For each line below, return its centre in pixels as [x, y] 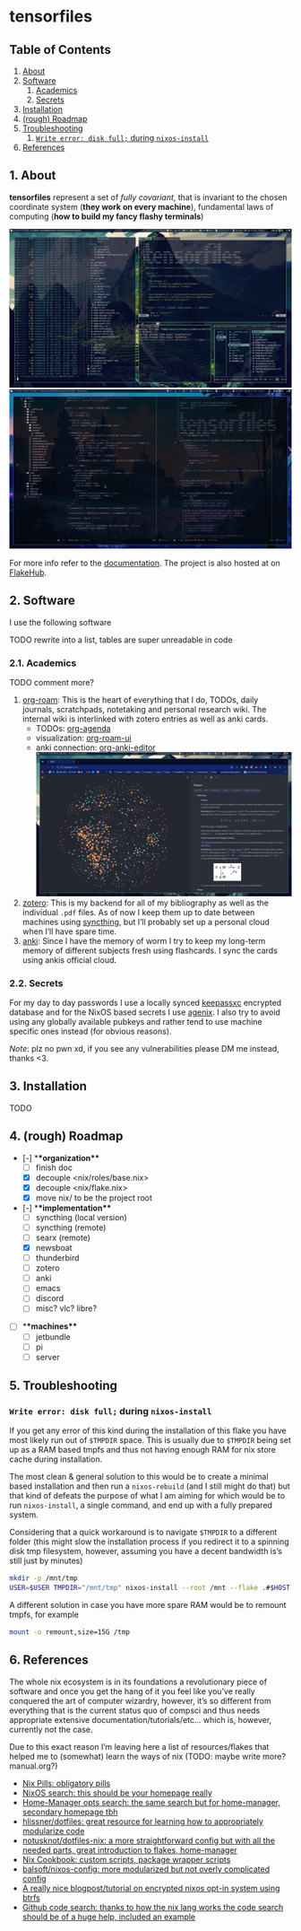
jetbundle [53, 1337]
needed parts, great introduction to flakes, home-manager [129, 1849]
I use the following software [60, 622]
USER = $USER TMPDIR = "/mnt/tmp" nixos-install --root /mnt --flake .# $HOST [150, 1588]
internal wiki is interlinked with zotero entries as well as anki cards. [145, 719]
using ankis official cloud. [69, 960]
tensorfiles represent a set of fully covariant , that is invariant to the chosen [149, 197]
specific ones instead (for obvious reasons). [90, 1031]
